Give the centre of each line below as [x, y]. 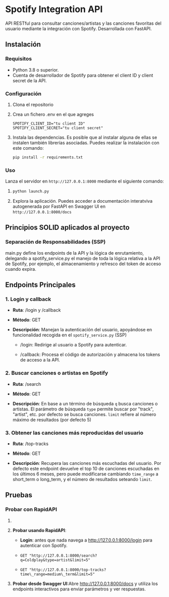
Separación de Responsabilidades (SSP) [55, 242]
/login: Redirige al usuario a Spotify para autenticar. [73, 345]
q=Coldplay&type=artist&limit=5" [55, 560]
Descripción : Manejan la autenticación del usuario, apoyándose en [82, 330]
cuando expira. [21, 269]
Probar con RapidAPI [31, 509]
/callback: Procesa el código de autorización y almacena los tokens [90, 354]
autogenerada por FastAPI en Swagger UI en [59, 206]
